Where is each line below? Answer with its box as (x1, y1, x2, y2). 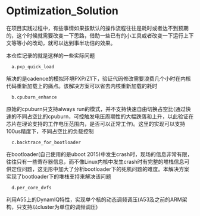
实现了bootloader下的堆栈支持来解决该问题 (6, 173, 111, 180)
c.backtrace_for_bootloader (11, 139, 82, 145)
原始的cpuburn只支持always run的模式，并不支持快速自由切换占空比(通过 (6, 105, 186, 112)
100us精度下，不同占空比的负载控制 (6, 128, 94, 135)
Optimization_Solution (6, 4, 119, 18)
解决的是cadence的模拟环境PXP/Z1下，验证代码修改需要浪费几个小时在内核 (6, 75, 192, 82)
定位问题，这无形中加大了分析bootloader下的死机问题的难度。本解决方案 (11, 165, 189, 173)
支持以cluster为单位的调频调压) (21, 203, 98, 210)
